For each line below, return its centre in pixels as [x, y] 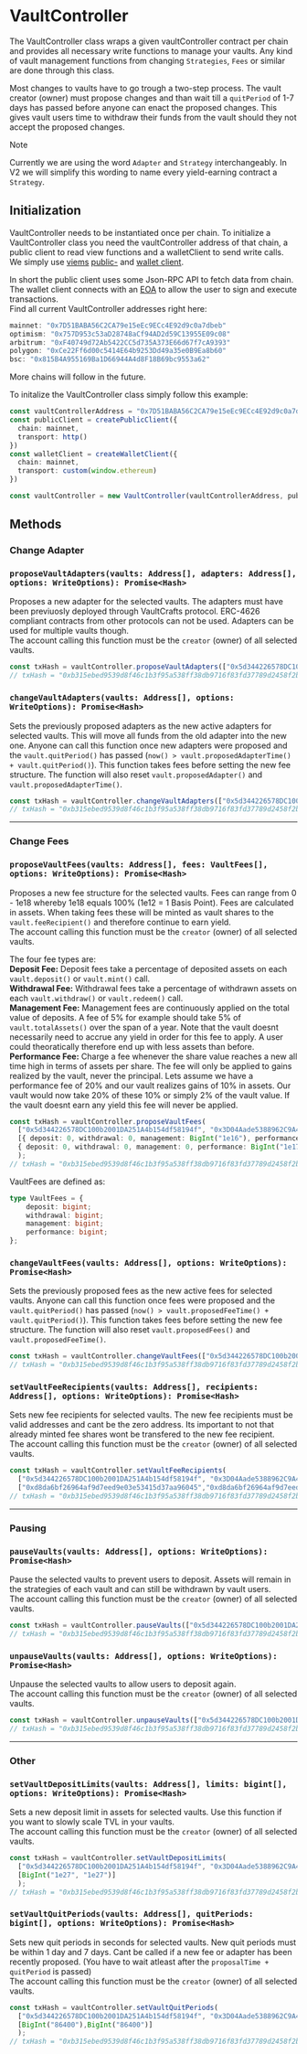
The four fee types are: [53, 959]
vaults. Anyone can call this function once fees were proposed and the [143, 1300]
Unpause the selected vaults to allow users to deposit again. [123, 1685]
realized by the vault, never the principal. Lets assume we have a [132, 1075]
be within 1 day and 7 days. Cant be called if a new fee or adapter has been [151, 1952]
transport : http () [53, 437]
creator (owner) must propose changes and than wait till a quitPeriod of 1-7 [152, 98]
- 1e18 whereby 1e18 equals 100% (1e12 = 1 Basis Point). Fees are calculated [152, 903]
